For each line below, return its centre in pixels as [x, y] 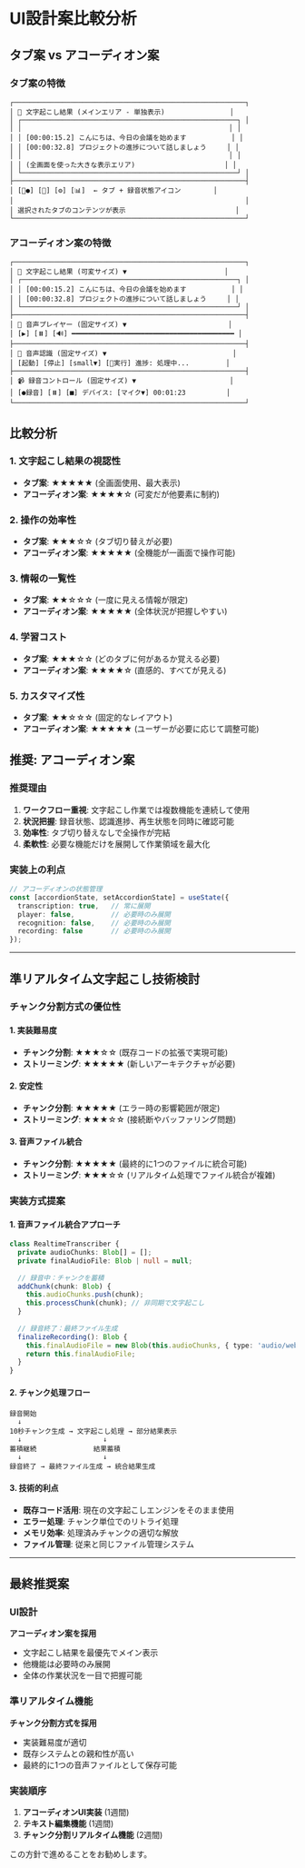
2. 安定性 [26, 1086]
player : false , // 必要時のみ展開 [94, 914]
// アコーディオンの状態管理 [56, 889]
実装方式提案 [38, 1201]
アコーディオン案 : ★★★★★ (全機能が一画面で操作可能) [129, 553]
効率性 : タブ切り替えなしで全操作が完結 [96, 832]
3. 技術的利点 [34, 1488]
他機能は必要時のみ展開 [66, 1664]
